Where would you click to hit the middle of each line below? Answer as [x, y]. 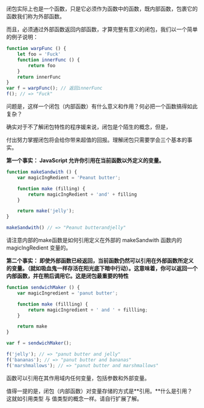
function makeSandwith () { [42, 172]
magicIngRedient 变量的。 [39, 248]
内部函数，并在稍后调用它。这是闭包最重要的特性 [67, 276]
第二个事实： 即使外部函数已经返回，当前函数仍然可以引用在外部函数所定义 [100, 261]
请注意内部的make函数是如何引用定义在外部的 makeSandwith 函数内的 [94, 240]
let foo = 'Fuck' [39, 54]
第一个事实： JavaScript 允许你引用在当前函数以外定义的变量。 [85, 160]
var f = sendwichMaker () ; [39, 343]
